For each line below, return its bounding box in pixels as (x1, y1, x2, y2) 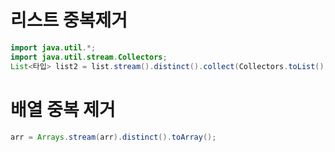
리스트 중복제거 (10, 9, 128, 32)
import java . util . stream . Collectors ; (10, 52, 168, 62)
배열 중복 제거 (10, 98, 116, 121)
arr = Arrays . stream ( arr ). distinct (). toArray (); (10, 132, 217, 142)
